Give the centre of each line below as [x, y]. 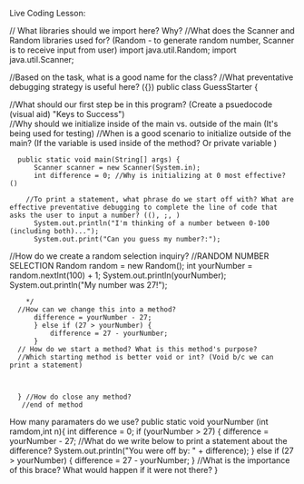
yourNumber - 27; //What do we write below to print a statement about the [148, 441]
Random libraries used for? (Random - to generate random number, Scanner [152, 40]
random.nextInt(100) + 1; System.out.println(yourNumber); [118, 275]
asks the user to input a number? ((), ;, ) [95, 215]
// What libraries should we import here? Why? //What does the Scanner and [152, 30]
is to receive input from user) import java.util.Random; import [123, 50]
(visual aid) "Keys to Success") [67, 114]
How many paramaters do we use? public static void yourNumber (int [139, 422]
